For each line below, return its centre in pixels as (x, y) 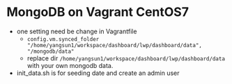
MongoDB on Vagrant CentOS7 (98, 12)
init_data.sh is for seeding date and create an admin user (98, 73)
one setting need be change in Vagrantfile (77, 31)
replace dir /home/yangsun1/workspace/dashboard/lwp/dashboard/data (126, 58)
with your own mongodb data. (70, 65)
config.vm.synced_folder (63, 39)
